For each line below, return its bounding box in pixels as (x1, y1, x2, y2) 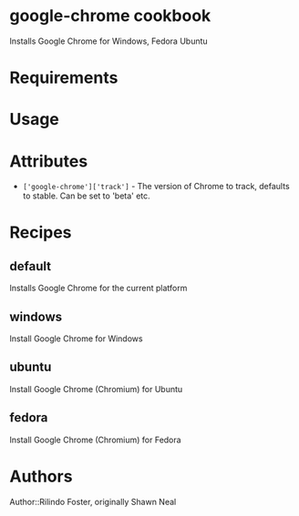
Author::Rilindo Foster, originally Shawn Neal (9, 496, 177, 507)
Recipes (9, 222, 72, 243)
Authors (9, 466, 73, 487)
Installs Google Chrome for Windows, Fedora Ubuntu (9, 35, 208, 46)
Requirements (9, 67, 119, 88)
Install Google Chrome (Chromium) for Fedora (9, 434, 181, 445)
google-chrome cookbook (9, 5, 211, 26)
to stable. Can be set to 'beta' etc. (22, 190, 150, 201)
